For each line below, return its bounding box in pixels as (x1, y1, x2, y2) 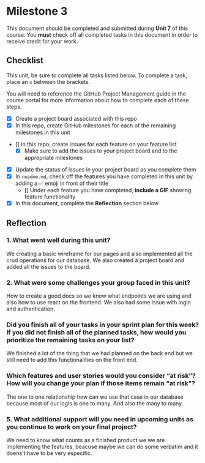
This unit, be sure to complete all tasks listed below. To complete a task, (6, 72, 188, 79)
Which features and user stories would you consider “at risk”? (6, 372, 196, 380)
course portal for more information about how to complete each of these (6, 96, 189, 104)
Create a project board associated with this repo (15, 115, 137, 122)
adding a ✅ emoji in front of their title (15, 179, 109, 187)
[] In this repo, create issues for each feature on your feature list (15, 140, 177, 148)
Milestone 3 (6, 4, 68, 18)
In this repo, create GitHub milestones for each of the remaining (15, 121, 176, 129)
